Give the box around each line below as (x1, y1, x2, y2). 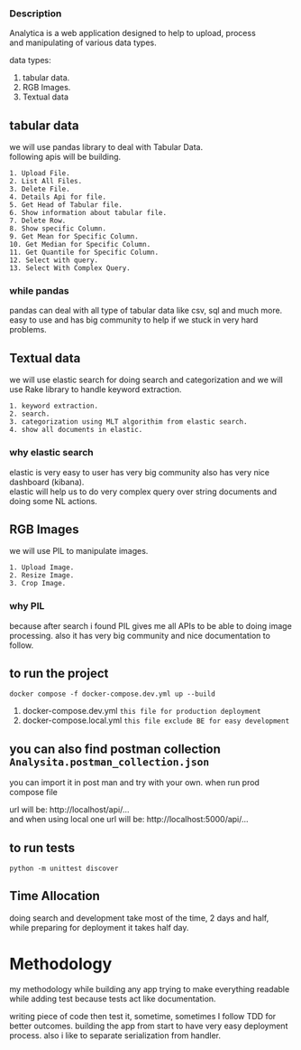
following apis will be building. (9, 152, 122, 163)
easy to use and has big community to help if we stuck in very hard (9, 314, 259, 325)
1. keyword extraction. (9, 401, 99, 411)
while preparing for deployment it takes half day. (9, 922, 189, 933)
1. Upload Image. (9, 563, 75, 572)
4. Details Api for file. (9, 192, 106, 202)
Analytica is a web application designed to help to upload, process (9, 28, 257, 39)
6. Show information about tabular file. (9, 209, 168, 218)
